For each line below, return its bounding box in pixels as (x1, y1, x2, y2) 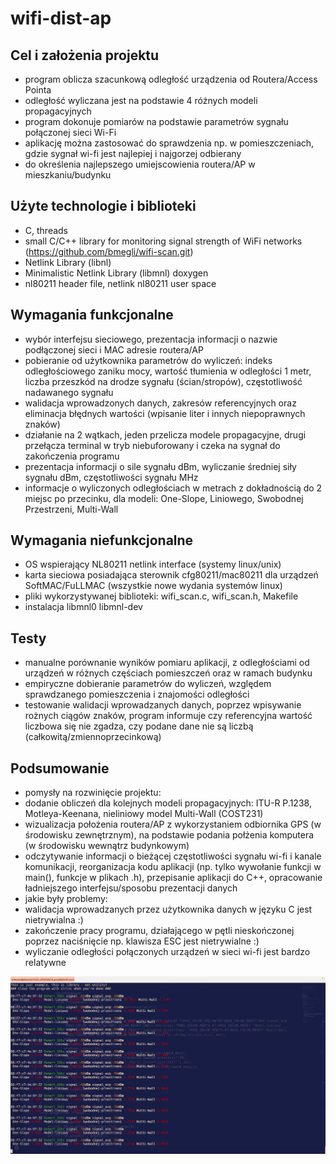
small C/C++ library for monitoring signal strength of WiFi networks (24, 235, 303, 247)
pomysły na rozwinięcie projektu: (24, 787, 162, 799)
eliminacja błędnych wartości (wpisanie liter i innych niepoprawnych (24, 407, 306, 419)
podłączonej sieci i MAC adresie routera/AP (24, 343, 204, 356)
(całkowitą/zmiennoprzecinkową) (24, 731, 162, 743)
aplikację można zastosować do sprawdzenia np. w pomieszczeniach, (24, 137, 315, 149)
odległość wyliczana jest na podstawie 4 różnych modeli (24, 95, 258, 106)
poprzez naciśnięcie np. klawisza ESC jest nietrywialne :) (24, 935, 260, 947)
